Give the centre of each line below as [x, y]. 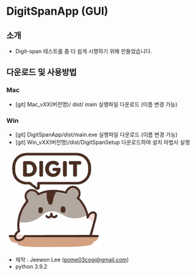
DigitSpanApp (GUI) [57, 11]
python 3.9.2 [31, 266]
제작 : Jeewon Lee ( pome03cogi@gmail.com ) [72, 259]
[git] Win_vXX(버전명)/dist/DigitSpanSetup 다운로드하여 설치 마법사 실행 [103, 142]
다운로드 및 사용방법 [42, 73]
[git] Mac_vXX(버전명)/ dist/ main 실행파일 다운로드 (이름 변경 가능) [96, 104]
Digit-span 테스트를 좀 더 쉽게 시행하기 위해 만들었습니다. [84, 51]
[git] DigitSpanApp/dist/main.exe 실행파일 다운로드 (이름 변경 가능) [96, 134]
